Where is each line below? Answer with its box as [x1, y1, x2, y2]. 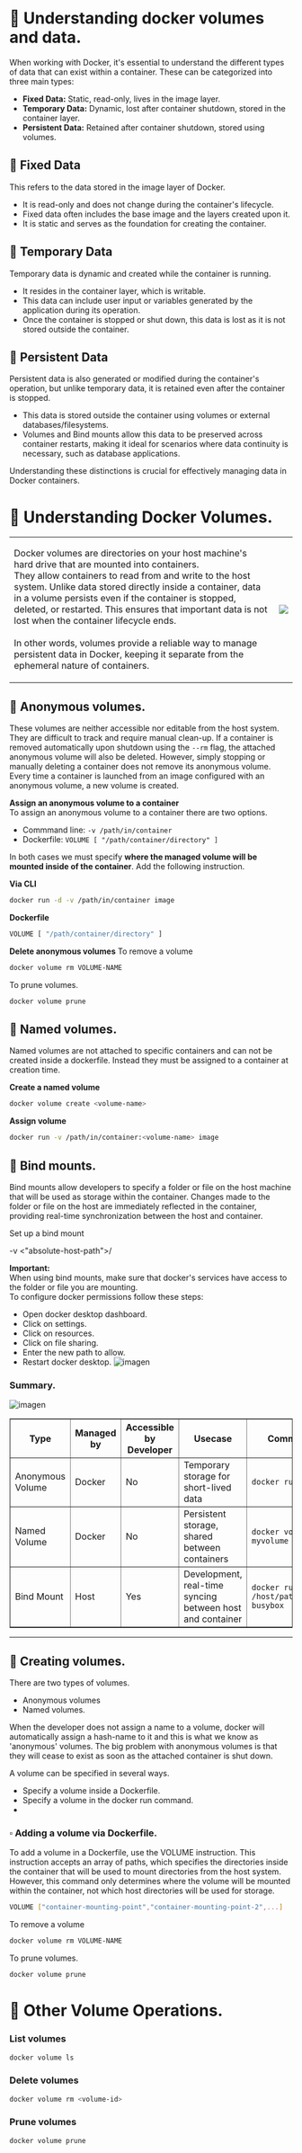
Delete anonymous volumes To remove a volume [9, 946, 193, 956]
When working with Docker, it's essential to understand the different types [9, 57, 285, 67]
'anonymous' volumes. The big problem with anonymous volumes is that [9, 1741, 278, 1752]
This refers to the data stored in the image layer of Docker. [9, 182, 226, 192]
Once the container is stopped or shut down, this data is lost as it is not [22, 314, 286, 325]
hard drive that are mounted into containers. [13, 558, 200, 571]
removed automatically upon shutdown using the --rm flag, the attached [9, 742, 276, 753]
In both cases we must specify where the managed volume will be [9, 851, 258, 862]
